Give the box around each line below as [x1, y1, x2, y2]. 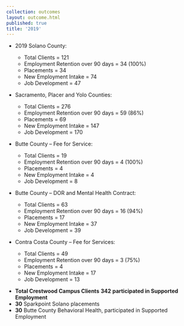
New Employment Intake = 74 [23, 73, 97, 80]
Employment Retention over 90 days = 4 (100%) [23, 158, 143, 166]
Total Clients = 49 [23, 250, 68, 257]
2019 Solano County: [14, 42, 67, 50]
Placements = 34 [23, 67, 67, 74]
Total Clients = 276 [23, 103, 71, 110]
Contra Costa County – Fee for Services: [14, 238, 115, 246]
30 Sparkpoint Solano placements [14, 300, 100, 308]
